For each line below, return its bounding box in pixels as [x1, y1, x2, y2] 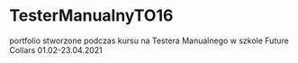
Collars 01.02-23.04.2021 [9, 44, 103, 55]
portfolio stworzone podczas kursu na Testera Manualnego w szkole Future [9, 35, 290, 46]
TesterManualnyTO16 [9, 5, 174, 26]
